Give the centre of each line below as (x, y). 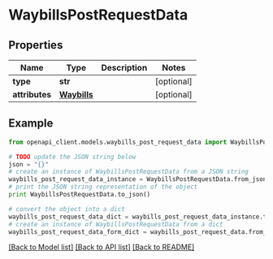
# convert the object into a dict (67, 209)
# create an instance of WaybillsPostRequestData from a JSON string (129, 172)
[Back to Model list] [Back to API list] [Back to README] (102, 247)
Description (124, 68)
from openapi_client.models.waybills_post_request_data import (118, 142)
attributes (32, 95)
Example (31, 123)
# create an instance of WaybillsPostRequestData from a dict (116, 224)
